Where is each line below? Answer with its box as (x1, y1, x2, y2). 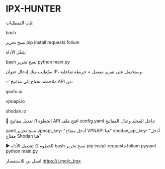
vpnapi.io (6, 98, 25, 104)
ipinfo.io (6, 88, 23, 94)
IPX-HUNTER (6, 3, 61, 15)
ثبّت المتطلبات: (6, 20, 34, 26)
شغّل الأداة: (6, 49, 27, 55)
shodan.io (6, 108, 27, 114)
